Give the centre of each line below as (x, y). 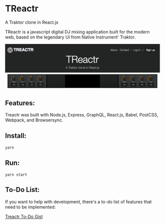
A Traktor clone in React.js (32, 22)
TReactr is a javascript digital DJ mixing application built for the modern (77, 32)
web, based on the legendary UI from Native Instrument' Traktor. (70, 37)
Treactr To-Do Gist (24, 216)
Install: (16, 135)
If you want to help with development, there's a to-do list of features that (79, 202)
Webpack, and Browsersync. (34, 120)
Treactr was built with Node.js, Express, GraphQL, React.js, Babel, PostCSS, (82, 115)
